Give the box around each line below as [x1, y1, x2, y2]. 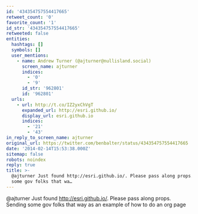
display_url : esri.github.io [21, 113, 94, 118]
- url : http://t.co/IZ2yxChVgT [16, 101, 94, 108]
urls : [11, 96, 25, 102]
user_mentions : [11, 52, 49, 58]
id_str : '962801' [21, 85, 65, 91]
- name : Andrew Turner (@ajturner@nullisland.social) [16, 58, 151, 64]
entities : [6, 36, 31, 42]
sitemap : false [6, 151, 44, 157]
